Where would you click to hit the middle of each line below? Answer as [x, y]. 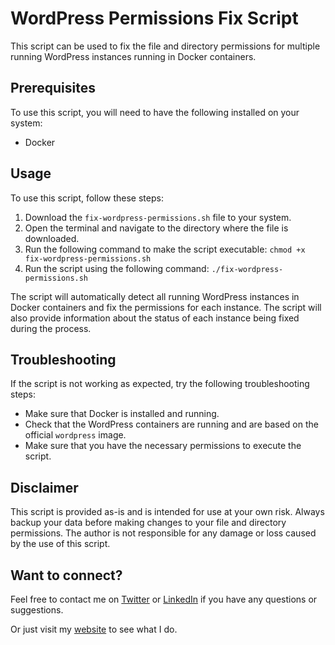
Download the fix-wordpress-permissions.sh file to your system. [158, 217]
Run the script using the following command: [117, 268]
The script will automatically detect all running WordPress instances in [155, 296]
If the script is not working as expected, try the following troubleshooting [160, 384]
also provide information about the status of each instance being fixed [155, 318]
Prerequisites [53, 88]
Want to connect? [66, 575]
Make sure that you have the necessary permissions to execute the [163, 446]
